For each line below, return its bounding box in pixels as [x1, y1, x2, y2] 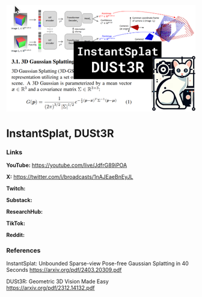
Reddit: [6, 231, 25, 238]
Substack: [6, 196, 32, 203]
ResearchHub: [6, 208, 43, 215]
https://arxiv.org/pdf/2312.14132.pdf [6, 284, 95, 292]
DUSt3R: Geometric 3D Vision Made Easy [6, 278, 109, 285]
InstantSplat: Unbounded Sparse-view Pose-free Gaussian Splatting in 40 [6, 260, 189, 267]
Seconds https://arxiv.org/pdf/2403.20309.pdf [6, 266, 122, 274]
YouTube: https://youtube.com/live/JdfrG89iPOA [6, 161, 127, 169]
